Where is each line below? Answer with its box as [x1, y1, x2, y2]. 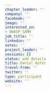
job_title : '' [5, 34, 34, 39]
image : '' [5, 20, 25, 26]
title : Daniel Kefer [5, 61, 47, 65]
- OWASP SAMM [5, 29, 31, 34]
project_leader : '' [5, 47, 44, 52]
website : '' [5, 78, 29, 83]
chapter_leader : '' [5, 7, 44, 12]
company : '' [5, 12, 29, 16]
